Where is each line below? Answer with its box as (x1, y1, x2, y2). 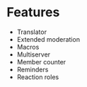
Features (6, 4, 60, 21)
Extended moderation (16, 35, 81, 43)
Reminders (16, 65, 49, 74)
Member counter (16, 57, 66, 66)
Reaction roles (16, 72, 59, 81)
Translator (16, 28, 47, 36)
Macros (16, 42, 40, 51)
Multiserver (16, 50, 51, 59)
